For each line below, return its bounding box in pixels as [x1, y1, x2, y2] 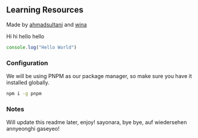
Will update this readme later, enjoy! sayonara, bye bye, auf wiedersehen [6, 119, 187, 126]
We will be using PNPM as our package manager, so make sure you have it [6, 72, 192, 79]
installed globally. [6, 79, 50, 86]
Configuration [6, 59, 48, 67]
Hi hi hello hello [6, 33, 45, 40]
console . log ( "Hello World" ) [6, 44, 77, 50]
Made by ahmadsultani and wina [6, 21, 88, 28]
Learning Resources [6, 5, 83, 15]
